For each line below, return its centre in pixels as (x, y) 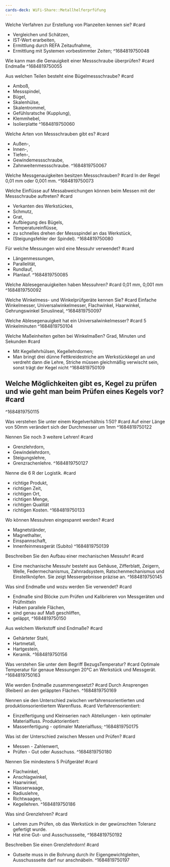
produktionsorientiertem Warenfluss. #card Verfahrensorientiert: (73, 706)
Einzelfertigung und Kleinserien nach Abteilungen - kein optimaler (82, 716)
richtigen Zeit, (27, 488)
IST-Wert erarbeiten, (34, 40)
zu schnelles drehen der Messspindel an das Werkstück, (72, 233)
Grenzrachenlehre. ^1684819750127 (50, 463)
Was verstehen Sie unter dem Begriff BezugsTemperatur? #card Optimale (82, 664)
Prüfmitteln (24, 602)
